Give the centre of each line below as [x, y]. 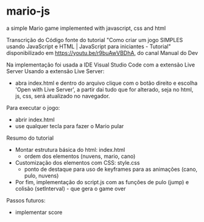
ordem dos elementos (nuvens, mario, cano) [80, 156]
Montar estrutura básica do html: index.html [70, 149]
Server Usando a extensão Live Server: [55, 71]
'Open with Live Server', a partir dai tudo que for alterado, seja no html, [104, 89]
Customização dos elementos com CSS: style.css [77, 162]
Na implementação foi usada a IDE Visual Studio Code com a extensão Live [101, 65]
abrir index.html [35, 120]
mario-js [28, 11]
